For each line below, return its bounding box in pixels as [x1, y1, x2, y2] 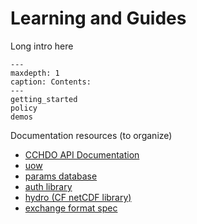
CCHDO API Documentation [24, 148, 140, 161]
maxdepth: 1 [10, 68, 60, 78]
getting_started [10, 94, 78, 104]
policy [10, 103, 38, 113]
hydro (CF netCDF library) [24, 191, 132, 203]
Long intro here [10, 40, 74, 52]
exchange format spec [24, 202, 118, 214]
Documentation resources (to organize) [10, 129, 173, 141]
